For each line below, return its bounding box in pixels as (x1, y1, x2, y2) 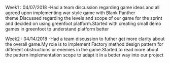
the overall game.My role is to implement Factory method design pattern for (5, 41, 163, 47)
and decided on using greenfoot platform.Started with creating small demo (5, 20, 161, 26)
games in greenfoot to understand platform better (5, 26, 109, 32)
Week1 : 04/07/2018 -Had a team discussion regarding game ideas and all (5, 5, 160, 10)
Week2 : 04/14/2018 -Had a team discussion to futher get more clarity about (5, 36, 165, 42)
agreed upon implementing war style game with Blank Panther (5, 10, 135, 16)
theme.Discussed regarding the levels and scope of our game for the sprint (5, 15, 162, 21)
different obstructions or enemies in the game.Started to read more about (5, 47, 159, 52)
